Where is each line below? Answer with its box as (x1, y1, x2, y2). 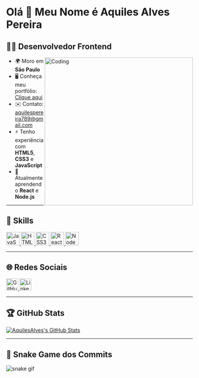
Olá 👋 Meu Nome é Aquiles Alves (6, 5, 170, 19)
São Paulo (14, 66, 40, 73)
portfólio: (14, 88, 37, 94)
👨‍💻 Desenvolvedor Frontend (6, 41, 112, 51)
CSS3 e (14, 156, 34, 162)
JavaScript (14, 162, 43, 169)
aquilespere (14, 109, 44, 116)
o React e (14, 187, 39, 194)
